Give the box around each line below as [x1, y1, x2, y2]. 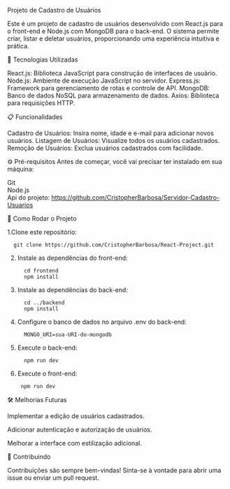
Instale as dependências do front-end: [17, 254, 128, 262]
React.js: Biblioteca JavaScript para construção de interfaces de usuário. [7, 69, 217, 77]
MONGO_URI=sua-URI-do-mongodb [24, 331, 112, 338]
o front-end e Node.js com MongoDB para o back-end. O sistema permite [7, 27, 220, 35]
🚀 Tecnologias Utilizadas [7, 55, 78, 64]
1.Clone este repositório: [7, 228, 77, 236]
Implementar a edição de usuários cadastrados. [7, 412, 145, 420]
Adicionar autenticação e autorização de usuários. [7, 425, 152, 434]
